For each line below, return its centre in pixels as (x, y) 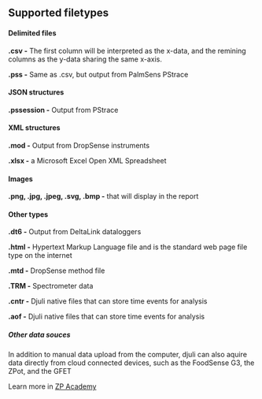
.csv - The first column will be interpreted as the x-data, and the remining (127, 50)
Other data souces (39, 335)
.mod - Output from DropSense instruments (79, 145)
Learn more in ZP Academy (52, 386)
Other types (28, 214)
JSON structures (36, 92)
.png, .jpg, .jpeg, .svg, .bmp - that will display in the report (103, 196)
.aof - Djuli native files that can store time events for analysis (107, 317)
